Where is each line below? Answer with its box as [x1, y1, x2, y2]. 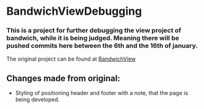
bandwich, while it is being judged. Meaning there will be [6, 34, 179, 42]
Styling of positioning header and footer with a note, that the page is [15, 89, 189, 97]
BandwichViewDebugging [6, 4, 143, 18]
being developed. [15, 96, 60, 103]
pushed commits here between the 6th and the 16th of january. [6, 42, 198, 50]
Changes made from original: [6, 73, 121, 83]
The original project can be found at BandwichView [6, 55, 136, 62]
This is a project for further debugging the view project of [6, 26, 181, 35]
